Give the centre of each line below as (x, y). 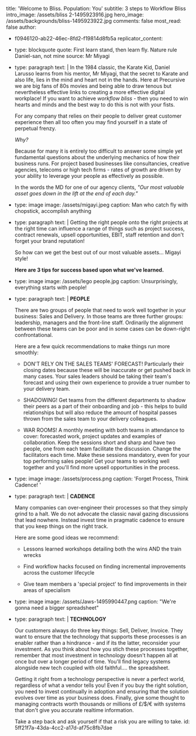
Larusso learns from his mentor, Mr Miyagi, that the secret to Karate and (101, 73)
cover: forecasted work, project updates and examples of (92, 436)
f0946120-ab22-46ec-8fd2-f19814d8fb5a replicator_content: (89, 38)
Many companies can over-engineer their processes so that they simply (101, 508)
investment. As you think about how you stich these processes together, (102, 649)
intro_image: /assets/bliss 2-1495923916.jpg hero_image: (75, 15)
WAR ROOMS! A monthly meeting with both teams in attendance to (104, 430)
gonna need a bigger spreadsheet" (57, 608)
